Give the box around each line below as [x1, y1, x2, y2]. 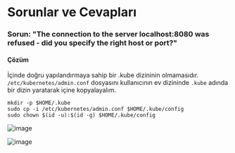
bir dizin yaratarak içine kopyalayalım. [7, 86, 117, 95]
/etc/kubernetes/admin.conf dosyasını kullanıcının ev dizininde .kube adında [7, 79, 229, 87]
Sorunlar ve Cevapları [7, 4, 137, 20]
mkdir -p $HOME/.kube [7, 100, 71, 107]
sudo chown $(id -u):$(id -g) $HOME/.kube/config [7, 112, 156, 119]
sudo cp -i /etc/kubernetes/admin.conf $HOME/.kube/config [7, 106, 184, 113]
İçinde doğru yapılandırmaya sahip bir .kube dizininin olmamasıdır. [7, 71, 199, 79]
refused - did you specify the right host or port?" [7, 38, 178, 48]
